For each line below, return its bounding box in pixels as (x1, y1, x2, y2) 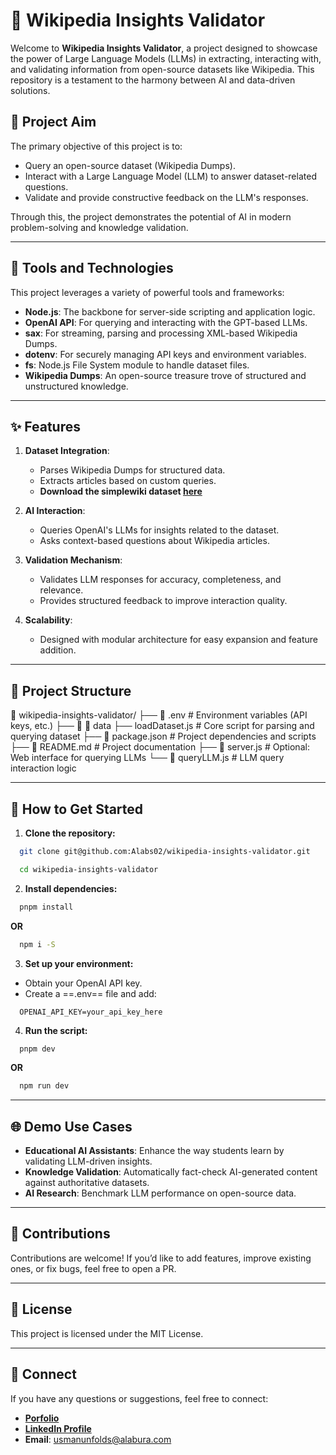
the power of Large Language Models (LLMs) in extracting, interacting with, (10, 52, 322, 64)
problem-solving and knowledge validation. (10, 221, 189, 233)
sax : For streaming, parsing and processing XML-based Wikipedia (24, 327, 298, 339)
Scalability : (24, 614, 73, 626)
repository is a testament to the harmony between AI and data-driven (10, 74, 296, 86)
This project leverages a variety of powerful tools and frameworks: (10, 286, 285, 298)
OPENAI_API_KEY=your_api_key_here (19, 1007, 163, 1017)
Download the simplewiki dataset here (39, 485, 203, 498)
